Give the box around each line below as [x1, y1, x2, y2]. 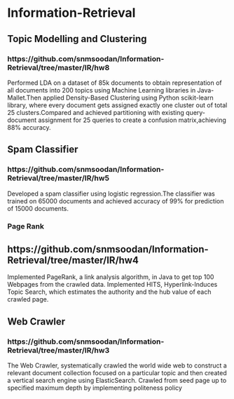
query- [185, 108, 205, 116]
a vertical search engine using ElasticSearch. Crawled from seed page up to [7, 376, 227, 384]
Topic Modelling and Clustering [7, 33, 147, 45]
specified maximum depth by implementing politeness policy [7, 384, 182, 392]
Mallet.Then [7, 93, 42, 102]
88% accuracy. [7, 123, 51, 131]
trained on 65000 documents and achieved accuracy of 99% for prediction [7, 196, 224, 205]
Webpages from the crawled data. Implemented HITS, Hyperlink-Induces [7, 280, 218, 289]
